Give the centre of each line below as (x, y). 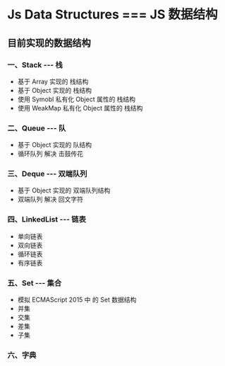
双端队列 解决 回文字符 (50, 200)
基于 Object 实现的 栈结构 (55, 90)
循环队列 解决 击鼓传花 (50, 154)
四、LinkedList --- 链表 (47, 219)
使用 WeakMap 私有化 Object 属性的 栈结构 (80, 108)
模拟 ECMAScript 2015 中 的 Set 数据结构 (77, 300)
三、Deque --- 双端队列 (47, 174)
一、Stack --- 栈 (35, 64)
